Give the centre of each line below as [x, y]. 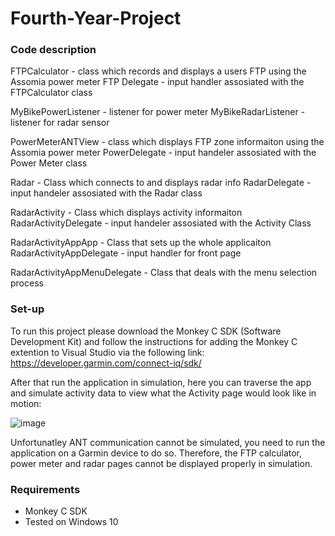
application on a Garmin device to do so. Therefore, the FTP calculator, [156, 453]
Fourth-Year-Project [96, 18]
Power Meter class [49, 163]
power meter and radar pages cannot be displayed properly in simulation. [161, 463]
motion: [26, 403]
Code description [53, 50]
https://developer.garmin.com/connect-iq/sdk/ [106, 363]
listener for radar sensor [60, 123]
